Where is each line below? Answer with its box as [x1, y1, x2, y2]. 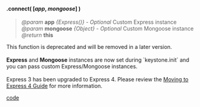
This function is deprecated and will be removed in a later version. [6, 43, 173, 51]
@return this [21, 31, 54, 39]
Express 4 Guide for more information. [6, 83, 102, 90]
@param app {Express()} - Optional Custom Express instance [21, 18, 177, 26]
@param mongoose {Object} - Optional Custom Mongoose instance [21, 25, 194, 32]
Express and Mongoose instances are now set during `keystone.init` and [6, 56, 190, 64]
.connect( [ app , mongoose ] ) [6, 5, 81, 12]
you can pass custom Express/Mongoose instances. [6, 63, 138, 70]
